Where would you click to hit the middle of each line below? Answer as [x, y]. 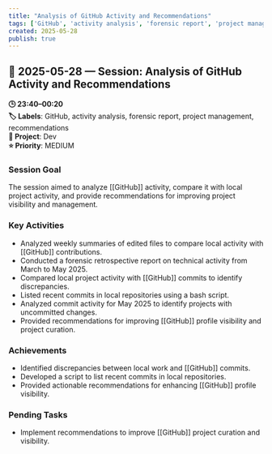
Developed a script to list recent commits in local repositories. [123, 376]
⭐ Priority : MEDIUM [41, 146]
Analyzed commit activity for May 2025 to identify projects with [126, 303]
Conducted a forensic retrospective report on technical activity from [134, 260]
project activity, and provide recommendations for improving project [122, 196]
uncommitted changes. [58, 312]
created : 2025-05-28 [43, 31]
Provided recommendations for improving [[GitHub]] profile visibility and [140, 320]
